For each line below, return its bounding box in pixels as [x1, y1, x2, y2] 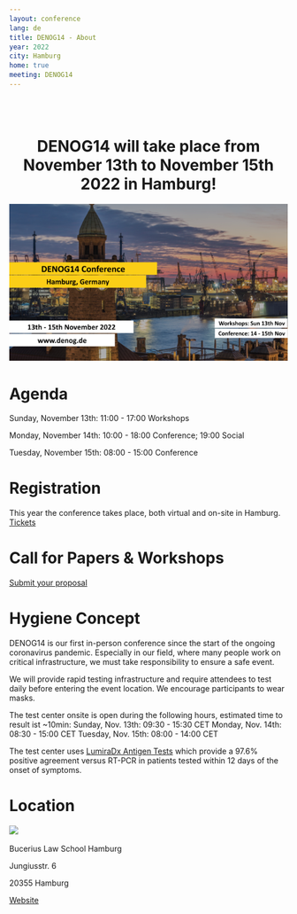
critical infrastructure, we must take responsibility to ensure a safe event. [9, 657, 275, 668]
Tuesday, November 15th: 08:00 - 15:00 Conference [9, 448, 199, 458]
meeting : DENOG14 [9, 71, 73, 80]
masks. [9, 692, 35, 704]
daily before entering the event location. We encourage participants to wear [9, 684, 286, 694]
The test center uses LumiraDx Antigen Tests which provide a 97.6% [9, 746, 258, 757]
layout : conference [9, 14, 81, 23]
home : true [9, 61, 49, 70]
